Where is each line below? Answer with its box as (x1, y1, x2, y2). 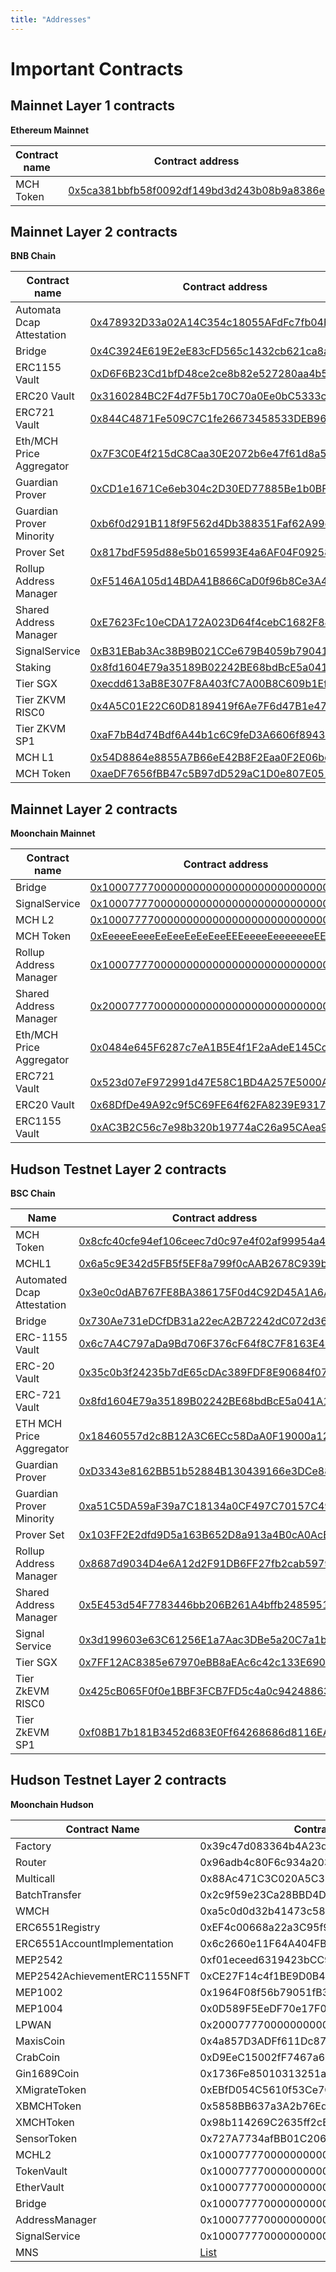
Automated (15, 1273, 68, 1287)
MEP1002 (15, 1985, 63, 1999)
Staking (15, 661, 52, 675)
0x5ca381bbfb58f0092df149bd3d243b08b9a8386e (68, 183, 325, 197)
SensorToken (15, 2131, 78, 2145)
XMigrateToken (15, 2082, 87, 2096)
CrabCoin (15, 2050, 61, 2064)
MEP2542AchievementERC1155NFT (15, 1969, 191, 1983)
